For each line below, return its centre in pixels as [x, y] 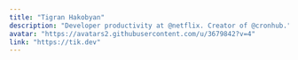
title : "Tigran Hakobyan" [57, 17]
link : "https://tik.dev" [55, 42]
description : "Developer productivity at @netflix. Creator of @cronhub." [150, 26]
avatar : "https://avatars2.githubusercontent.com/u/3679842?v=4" [132, 34]
